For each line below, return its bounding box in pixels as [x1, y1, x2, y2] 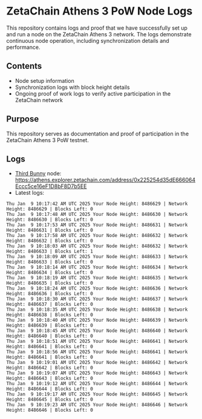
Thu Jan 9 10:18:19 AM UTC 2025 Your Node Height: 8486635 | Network [6, 275, 188, 281]
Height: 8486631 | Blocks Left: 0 [6, 227, 94, 233]
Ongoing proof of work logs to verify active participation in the [15, 89, 171, 97]
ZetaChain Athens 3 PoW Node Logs [6, 4, 193, 18]
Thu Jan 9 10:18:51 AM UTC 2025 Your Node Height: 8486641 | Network [6, 339, 188, 345]
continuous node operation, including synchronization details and [6, 37, 169, 44]
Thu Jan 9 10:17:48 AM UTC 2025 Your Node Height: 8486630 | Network [6, 212, 188, 218]
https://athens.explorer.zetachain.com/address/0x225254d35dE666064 [15, 177, 195, 184]
